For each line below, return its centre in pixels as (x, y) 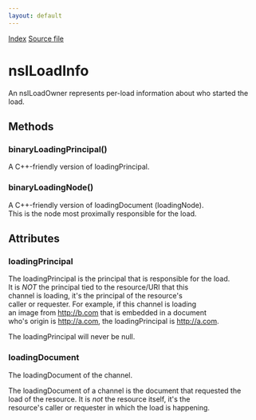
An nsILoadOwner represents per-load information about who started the (128, 93)
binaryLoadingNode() (51, 187)
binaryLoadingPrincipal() (58, 149)
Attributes (34, 238)
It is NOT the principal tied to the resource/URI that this (98, 287)
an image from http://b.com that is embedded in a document (108, 313)
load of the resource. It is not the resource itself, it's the (99, 399)
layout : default (35, 16)
